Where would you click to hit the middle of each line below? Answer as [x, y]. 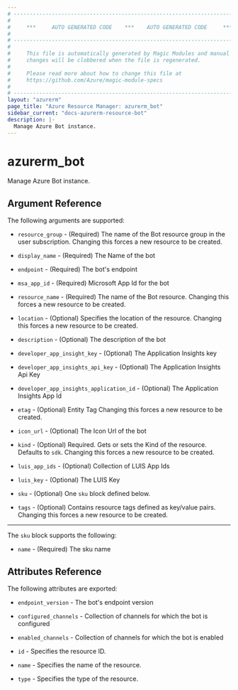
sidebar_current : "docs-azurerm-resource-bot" [77, 113]
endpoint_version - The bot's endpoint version [85, 603]
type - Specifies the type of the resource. [78, 679]
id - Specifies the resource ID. [62, 652]
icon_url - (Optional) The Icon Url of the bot [82, 431]
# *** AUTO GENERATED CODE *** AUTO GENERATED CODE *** [120, 27]
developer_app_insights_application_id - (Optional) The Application [118, 389]
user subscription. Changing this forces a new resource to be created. [120, 242]
